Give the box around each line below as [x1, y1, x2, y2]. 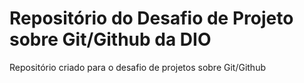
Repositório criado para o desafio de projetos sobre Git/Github [9, 61, 266, 73]
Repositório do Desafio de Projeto [9, 7, 294, 30]
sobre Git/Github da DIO [9, 28, 212, 51]
